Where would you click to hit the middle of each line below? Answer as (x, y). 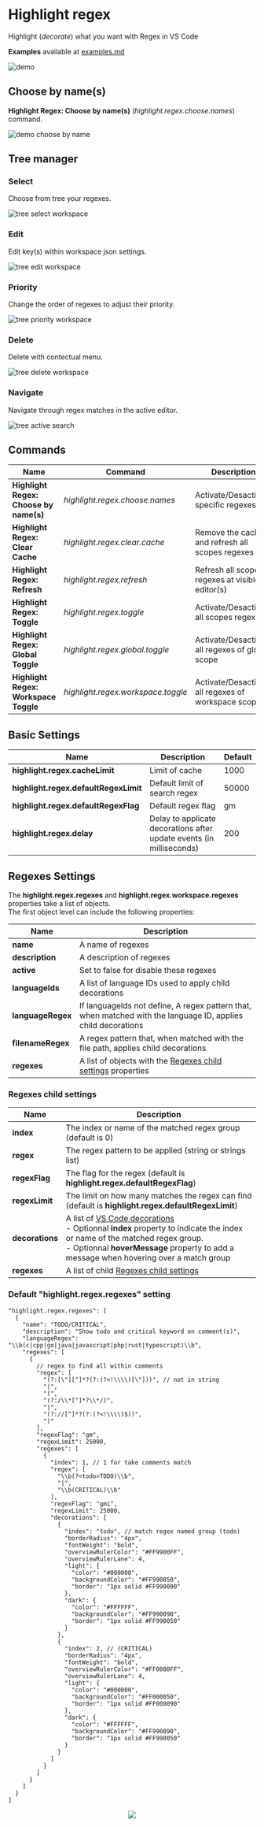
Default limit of (176, 783)
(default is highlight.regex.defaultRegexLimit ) (152, 1205)
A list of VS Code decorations (120, 1219)
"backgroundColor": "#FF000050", (126, 1697)
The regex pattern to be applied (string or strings (156, 1150)
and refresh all (222, 543)
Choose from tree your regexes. (60, 199)
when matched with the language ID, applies (161, 1016)
